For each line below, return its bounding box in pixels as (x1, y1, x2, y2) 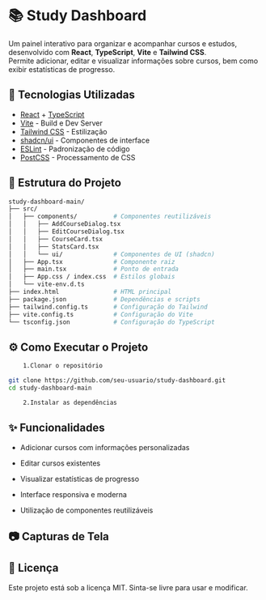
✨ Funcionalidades (8, 421, 105, 435)
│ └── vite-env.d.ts (8, 280, 85, 288)
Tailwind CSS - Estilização (19, 126, 108, 136)
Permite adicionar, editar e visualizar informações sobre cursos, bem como (8, 56, 259, 66)
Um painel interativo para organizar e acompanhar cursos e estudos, (8, 38, 237, 49)
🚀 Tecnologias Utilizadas (8, 88, 135, 102)
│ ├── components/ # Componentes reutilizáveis (8, 212, 212, 221)
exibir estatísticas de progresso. (8, 64, 116, 74)
